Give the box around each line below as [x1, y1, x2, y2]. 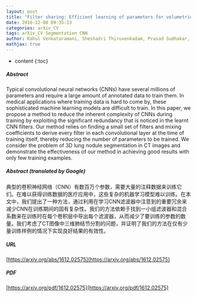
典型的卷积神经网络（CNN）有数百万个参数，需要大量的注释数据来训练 [6, 183, 177, 190]
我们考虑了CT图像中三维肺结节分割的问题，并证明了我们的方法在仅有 [16, 220, 183, 227]
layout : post [6, 8, 38, 15]
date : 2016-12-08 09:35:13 [6, 19, 72, 25]
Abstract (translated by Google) [6, 168, 86, 175]
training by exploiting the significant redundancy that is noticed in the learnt [6, 117, 189, 124]
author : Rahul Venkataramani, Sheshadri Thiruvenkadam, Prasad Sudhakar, [6, 36, 191, 42]
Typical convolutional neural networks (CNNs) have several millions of [6, 86, 176, 93]
